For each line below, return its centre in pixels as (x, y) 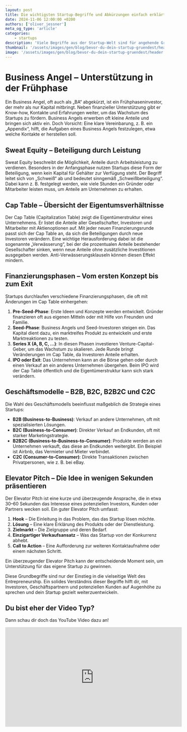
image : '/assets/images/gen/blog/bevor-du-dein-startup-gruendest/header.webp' (91, 52)
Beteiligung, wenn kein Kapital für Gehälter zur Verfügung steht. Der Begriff (84, 173)
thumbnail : (17, 48)
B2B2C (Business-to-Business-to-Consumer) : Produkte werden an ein (87, 441)
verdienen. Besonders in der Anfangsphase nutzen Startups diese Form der (84, 168)
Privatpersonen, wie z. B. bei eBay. (49, 462)
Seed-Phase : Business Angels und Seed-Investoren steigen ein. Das (84, 327)
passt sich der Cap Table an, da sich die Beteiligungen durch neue (74, 234)
